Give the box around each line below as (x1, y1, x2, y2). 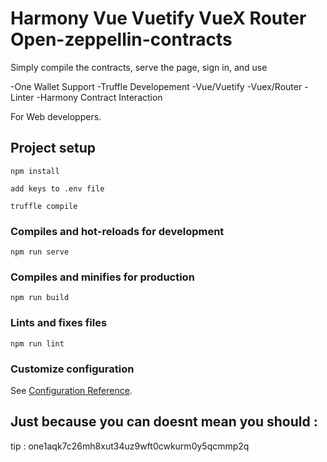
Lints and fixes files (10, 316, 108, 330)
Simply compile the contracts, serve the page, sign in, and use (10, 61, 268, 73)
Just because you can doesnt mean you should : (10, 413, 318, 431)
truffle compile (10, 201, 78, 211)
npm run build (10, 293, 70, 303)
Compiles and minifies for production (10, 270, 195, 284)
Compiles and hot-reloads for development (10, 224, 225, 238)
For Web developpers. (10, 110, 102, 122)
